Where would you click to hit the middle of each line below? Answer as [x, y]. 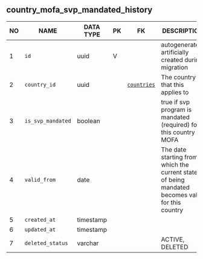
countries [141, 85]
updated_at [40, 229]
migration [175, 67]
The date [174, 149]
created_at [40, 219]
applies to [175, 92]
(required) [176, 124]
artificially [175, 52]
